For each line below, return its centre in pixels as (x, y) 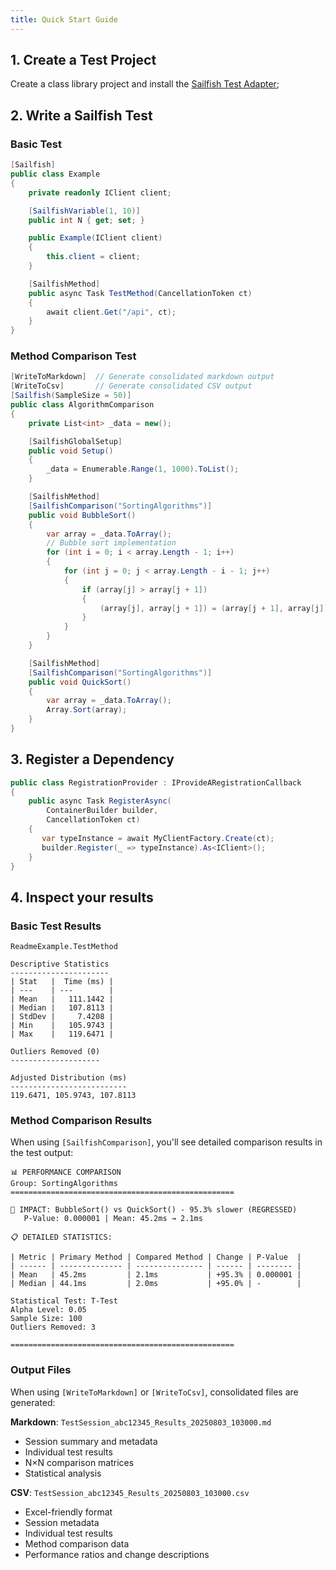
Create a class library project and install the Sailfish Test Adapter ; (145, 84)
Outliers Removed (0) (55, 1052)
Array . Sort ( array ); (87, 710)
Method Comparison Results (81, 1121)
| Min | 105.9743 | (62, 1026)
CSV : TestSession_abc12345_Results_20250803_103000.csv (130, 1492)
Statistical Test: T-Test (64, 1301)
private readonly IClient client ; (100, 192)
